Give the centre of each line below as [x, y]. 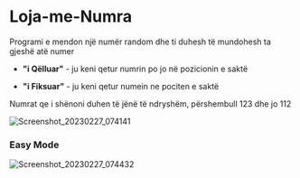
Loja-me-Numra [71, 17]
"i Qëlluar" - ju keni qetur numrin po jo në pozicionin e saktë [135, 69]
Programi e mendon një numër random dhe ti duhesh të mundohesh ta [140, 42]
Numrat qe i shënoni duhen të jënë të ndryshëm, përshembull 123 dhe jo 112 [150, 103]
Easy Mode [34, 145]
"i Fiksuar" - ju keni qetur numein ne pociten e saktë [121, 86]
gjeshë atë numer [42, 51]
